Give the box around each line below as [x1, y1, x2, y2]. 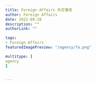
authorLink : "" [5, 26, 37, 31]
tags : [5, 35, 17, 40]
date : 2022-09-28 [5, 17, 42, 22]
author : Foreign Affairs [5, 12, 58, 17]
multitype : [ [5, 54, 33, 59]
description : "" [5, 21, 39, 27]
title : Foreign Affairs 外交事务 [5, 7, 73, 13]
